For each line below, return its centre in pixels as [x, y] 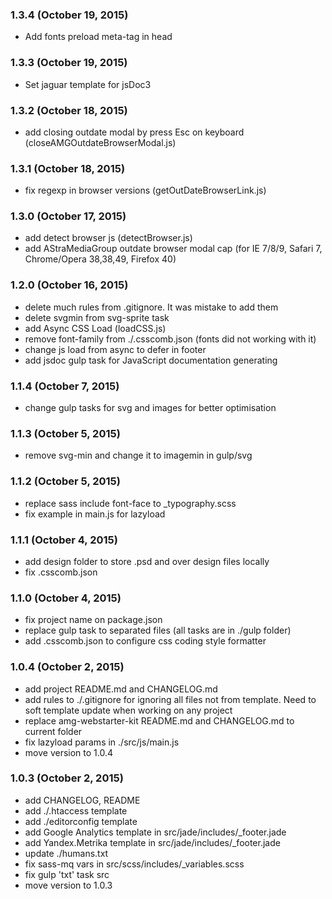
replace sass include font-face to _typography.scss [130, 503]
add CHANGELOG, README [82, 800]
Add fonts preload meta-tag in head [98, 37]
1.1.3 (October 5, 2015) [65, 433]
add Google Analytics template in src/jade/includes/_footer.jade [155, 832]
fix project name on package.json [93, 620]
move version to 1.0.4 [68, 752]
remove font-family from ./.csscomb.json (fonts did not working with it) [170, 339]
